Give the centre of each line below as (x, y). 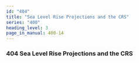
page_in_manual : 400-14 (35, 33)
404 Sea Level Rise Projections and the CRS (69, 54)
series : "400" (23, 22)
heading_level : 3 (27, 28)
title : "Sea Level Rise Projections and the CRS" (68, 17)
